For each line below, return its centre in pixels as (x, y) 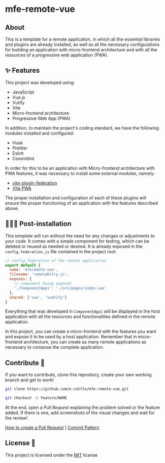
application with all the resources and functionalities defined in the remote (80, 317)
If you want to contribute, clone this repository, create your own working (78, 375)
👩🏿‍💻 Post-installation (38, 224)
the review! (16, 418)
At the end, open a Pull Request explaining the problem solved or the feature (82, 407)
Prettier (20, 148)
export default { (23, 265)
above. (12, 208)
